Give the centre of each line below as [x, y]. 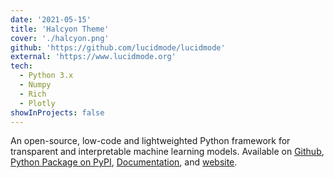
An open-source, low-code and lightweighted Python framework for [150, 141]
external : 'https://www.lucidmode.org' [93, 57]
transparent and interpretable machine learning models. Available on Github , [167, 152]
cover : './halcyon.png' [60, 38]
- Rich [33, 94]
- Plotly [37, 103]
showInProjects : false [57, 112]
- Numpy [35, 85]
